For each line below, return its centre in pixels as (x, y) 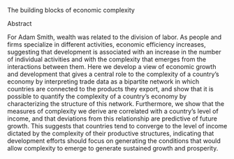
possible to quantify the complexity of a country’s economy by (97, 96)
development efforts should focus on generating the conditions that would (114, 141)
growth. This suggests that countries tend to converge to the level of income (117, 126)
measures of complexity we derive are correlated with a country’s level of (113, 111)
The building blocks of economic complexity (71, 10)
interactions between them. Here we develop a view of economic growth (112, 67)
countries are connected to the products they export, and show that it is (111, 89)
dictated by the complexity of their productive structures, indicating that (111, 133)
